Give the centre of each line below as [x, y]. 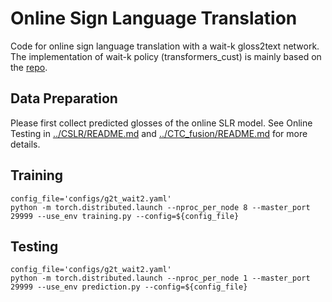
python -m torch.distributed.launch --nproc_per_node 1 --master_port [160, 278]
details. [25, 144]
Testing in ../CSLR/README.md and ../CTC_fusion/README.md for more [159, 133]
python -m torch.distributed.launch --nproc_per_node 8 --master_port [160, 207]
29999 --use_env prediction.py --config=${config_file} [129, 287]
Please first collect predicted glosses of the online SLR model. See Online [161, 123]
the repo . [29, 67]
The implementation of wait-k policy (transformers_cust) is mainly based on [166, 56]
